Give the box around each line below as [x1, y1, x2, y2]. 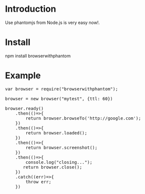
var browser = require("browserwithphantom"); [5, 86, 118, 91]
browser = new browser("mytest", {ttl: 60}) [5, 96, 113, 101]
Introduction [5, 3, 56, 15]
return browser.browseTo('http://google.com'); [25, 115, 141, 121]
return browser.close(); [23, 164, 82, 170]
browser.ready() [5, 106, 44, 111]
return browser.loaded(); [25, 130, 88, 135]
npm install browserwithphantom [5, 53, 71, 59]
